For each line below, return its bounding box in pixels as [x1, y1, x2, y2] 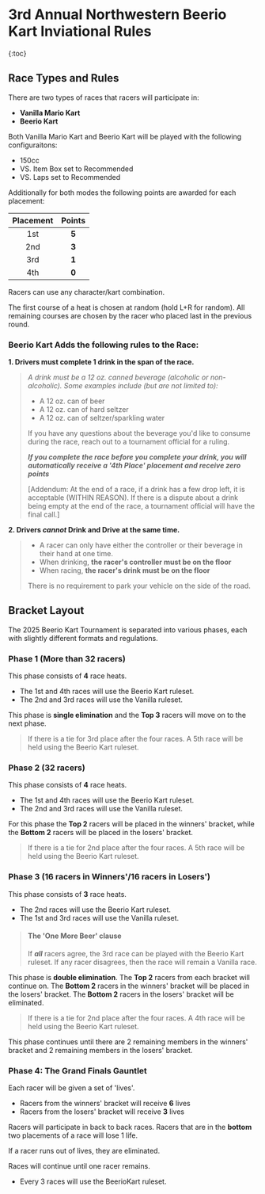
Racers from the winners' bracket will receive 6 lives [19, 1099, 191, 1108]
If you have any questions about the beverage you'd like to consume [27, 429, 251, 438]
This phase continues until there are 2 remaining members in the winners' [8, 1036, 248, 1047]
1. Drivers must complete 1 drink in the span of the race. [8, 357, 195, 367]
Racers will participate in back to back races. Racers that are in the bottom [8, 1123, 252, 1132]
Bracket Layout [8, 604, 85, 617]
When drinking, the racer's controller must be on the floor [39, 557, 232, 567]
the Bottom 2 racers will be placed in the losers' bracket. [8, 828, 194, 837]
